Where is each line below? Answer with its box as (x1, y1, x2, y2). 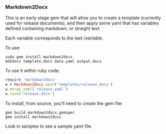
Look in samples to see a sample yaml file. (5, 123, 92, 129)
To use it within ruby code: (5, 67, 60, 73)
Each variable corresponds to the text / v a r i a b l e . (5, 35, 103, 41)
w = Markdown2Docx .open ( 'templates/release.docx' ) (5, 82, 113, 87)
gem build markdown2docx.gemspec (5, 110, 75, 115)
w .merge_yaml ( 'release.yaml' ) (5, 86, 68, 92)
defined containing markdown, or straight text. (5, 25, 101, 31)
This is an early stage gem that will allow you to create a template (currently (5, 15, 161, 21)
